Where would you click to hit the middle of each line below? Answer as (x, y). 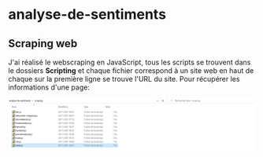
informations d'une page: (49, 87)
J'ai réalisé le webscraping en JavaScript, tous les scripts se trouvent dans (130, 62)
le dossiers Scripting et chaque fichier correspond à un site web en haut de (131, 71)
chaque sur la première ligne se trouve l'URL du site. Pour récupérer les (124, 79)
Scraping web (43, 44)
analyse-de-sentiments (87, 15)
